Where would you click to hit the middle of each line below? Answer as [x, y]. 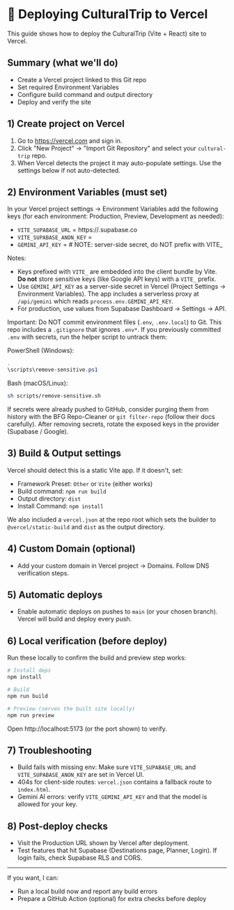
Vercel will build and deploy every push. [75, 619]
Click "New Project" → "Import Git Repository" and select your [107, 148]
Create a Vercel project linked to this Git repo [82, 79]
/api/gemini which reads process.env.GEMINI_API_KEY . [95, 301]
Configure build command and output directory [85, 94]
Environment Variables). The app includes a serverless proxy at [108, 294]
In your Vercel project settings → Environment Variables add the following [113, 209]
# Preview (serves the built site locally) [71, 708]
